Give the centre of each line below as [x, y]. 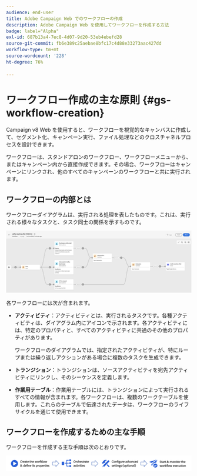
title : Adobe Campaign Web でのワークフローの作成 [64, 19]
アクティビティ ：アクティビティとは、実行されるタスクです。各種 [93, 315]
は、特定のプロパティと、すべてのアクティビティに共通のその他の [94, 330]
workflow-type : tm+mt [33, 50]
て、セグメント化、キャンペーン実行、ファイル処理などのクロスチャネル [94, 137]
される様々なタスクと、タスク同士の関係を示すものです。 [76, 222]
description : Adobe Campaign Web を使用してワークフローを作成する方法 [88, 25]
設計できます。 [39, 145]
